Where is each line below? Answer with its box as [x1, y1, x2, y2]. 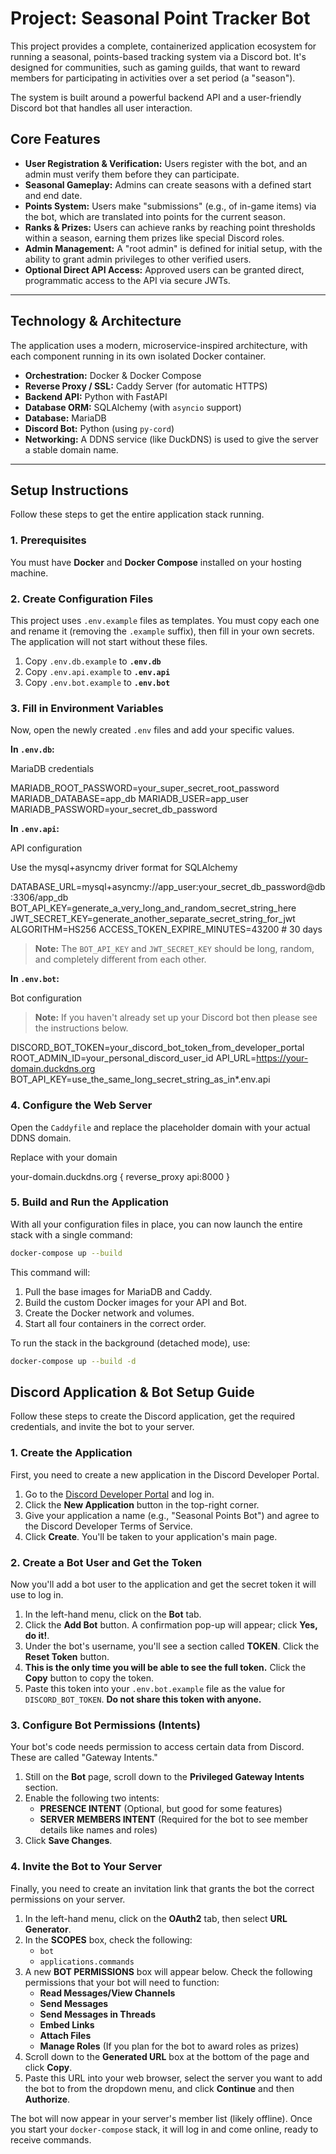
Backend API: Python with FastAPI [24, 390, 168, 402]
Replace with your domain [10, 1151, 118, 1163]
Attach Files [39, 2029, 92, 2041]
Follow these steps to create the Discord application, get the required [10, 1410, 295, 1422]
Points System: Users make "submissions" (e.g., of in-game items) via [24, 200, 317, 212]
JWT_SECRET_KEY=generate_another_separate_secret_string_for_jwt [10, 913, 296, 925]
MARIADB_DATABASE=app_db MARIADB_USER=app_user [10, 793, 249, 805]
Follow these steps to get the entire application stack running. [10, 508, 265, 521]
